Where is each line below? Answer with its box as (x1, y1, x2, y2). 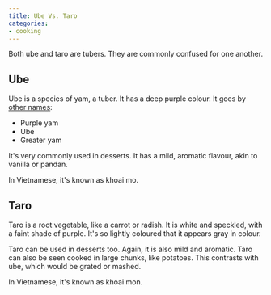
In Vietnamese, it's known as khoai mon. (8, 277, 143, 287)
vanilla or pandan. (8, 159, 69, 170)
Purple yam (19, 118, 59, 128)
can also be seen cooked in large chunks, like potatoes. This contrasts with (8, 253, 259, 263)
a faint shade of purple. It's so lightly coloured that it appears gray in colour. (8, 229, 261, 238)
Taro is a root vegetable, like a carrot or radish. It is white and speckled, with (8, 220, 263, 230)
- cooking (8, 27, 42, 35)
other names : (8, 103, 53, 112)
